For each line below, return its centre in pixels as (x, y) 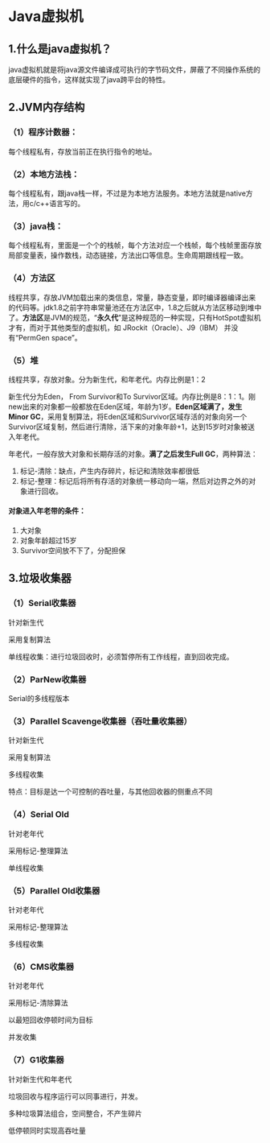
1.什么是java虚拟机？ (60, 49)
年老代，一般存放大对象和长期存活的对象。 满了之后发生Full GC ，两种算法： (133, 454)
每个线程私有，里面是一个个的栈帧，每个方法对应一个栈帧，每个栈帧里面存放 (135, 246)
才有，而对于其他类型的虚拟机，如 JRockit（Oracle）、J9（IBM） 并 (120, 328)
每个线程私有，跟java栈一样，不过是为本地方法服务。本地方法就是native (127, 193)
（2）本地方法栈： (44, 174)
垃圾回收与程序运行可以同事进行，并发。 (75, 1096)
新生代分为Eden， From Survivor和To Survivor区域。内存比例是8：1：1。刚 (132, 396)
